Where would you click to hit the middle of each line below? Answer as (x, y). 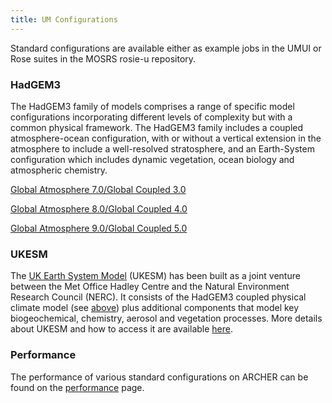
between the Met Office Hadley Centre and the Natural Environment (150, 287)
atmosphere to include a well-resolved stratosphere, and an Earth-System (162, 148)
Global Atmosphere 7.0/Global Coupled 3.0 (98, 189)
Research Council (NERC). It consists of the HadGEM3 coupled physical (158, 297)
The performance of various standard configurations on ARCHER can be (159, 377)
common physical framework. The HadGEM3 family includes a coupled (157, 127)
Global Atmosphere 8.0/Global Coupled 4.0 (99, 208)
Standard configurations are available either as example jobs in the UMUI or (166, 48)
